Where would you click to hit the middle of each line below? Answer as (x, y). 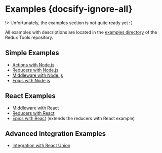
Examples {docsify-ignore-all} (69, 9)
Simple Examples (32, 53)
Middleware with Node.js (38, 75)
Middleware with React (36, 108)
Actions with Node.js (33, 64)
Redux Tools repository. (29, 37)
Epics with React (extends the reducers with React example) (73, 118)
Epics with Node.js (31, 80)
